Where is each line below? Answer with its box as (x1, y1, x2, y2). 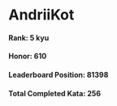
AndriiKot (8, 6, 75, 24)
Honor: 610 (8, 51, 47, 61)
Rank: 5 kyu (8, 32, 50, 42)
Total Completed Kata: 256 (8, 88, 102, 98)
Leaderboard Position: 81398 (8, 70, 109, 79)
